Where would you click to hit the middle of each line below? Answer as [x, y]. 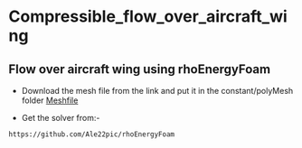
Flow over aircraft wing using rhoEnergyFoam [140, 69]
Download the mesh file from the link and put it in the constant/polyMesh [157, 91]
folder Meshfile [50, 100]
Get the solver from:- [61, 118]
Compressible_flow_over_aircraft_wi [148, 17]
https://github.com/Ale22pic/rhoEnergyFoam [92, 134]
